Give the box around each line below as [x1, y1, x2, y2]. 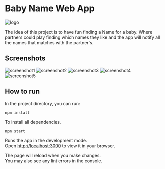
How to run [5, 87, 40, 96]
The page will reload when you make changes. [5, 152, 101, 158]
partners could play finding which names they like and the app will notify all [5, 34, 160, 40]
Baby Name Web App [5, 3, 95, 14]
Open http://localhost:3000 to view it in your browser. [5, 143, 116, 149]
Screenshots [5, 54, 46, 63]
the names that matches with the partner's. [5, 39, 94, 45]
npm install [5, 110, 30, 115]
